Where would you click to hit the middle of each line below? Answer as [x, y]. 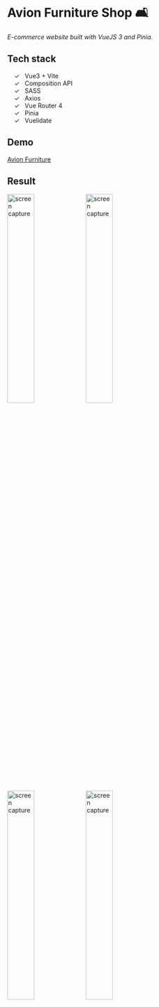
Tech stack [32, 59]
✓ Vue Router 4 [38, 106]
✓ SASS [27, 90]
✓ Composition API [43, 83]
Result [22, 181]
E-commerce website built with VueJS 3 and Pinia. [80, 37]
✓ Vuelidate [33, 120]
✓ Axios [27, 98]
